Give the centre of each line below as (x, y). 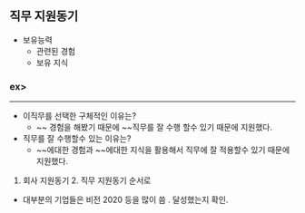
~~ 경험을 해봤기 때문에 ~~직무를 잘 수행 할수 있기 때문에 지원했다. (154, 127)
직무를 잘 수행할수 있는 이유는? (77, 139)
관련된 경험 (55, 51)
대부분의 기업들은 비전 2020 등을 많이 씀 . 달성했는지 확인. (125, 200)
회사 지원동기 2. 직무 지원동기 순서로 (87, 180)
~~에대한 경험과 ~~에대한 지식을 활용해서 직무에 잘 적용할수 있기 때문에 (163, 150)
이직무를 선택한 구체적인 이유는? (79, 116)
